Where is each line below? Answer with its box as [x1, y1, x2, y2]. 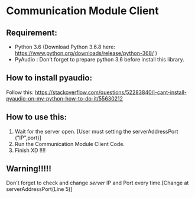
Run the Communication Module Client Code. [14, 140, 125, 147]
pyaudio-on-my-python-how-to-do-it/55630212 [6, 95, 123, 102]
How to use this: [6, 112, 67, 122]
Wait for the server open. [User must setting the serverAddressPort [14, 128, 178, 135]
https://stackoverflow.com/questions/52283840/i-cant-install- [35, 89, 187, 96]
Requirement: [6, 28, 58, 38]
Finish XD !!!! [14, 147, 46, 154]
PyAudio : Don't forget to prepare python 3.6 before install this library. [14, 56, 184, 63]
